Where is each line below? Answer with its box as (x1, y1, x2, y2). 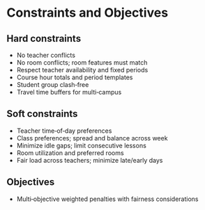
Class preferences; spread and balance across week (16, 134, 168, 142)
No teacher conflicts (16, 51, 76, 59)
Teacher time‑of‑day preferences (16, 127, 112, 135)
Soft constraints (6, 108, 78, 120)
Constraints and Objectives (6, 5, 169, 21)
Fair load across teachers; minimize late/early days (16, 156, 163, 164)
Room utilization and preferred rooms (16, 148, 124, 157)
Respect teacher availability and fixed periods (16, 66, 149, 74)
